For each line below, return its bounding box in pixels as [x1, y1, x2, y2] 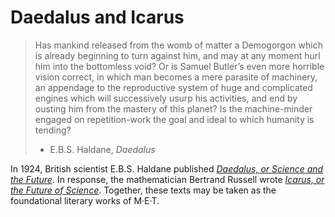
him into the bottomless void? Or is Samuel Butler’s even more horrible [34, 60, 325, 72]
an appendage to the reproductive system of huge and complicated [34, 81, 313, 93]
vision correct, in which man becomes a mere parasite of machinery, [34, 71, 318, 83]
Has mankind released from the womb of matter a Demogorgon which [34, 39, 323, 51]
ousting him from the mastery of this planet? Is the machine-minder [34, 102, 313, 115]
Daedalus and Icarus [10, 6, 185, 29]
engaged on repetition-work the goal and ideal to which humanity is [34, 113, 315, 125]
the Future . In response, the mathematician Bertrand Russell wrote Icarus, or [10, 173, 325, 185]
